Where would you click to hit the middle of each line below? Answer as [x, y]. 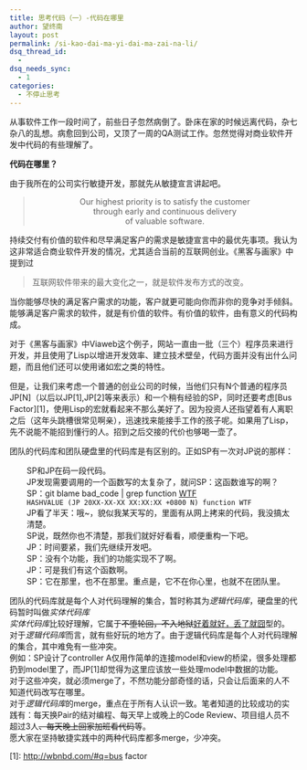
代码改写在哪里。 [57, 691]
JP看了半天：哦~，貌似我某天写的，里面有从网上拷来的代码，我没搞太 [159, 512]
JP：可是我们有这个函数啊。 [79, 570]
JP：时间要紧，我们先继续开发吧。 [92, 547]
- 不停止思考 [39, 94]
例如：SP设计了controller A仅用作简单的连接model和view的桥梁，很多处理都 [153, 658]
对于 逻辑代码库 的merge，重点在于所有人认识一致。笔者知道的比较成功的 [146, 703]
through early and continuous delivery [165, 211]
